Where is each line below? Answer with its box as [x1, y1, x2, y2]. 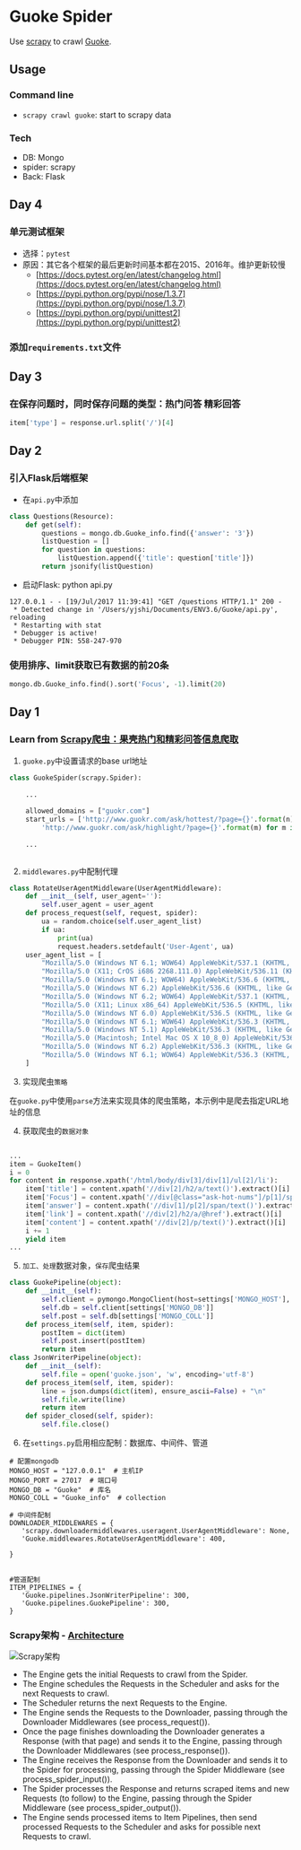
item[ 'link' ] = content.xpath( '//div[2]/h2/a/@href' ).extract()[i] [25, 1209, 282, 1218]
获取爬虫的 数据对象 [21, 1125, 90, 1136]
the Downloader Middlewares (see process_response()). [21, 1745, 231, 1756]
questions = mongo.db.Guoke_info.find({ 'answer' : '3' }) [41, 528, 254, 537]
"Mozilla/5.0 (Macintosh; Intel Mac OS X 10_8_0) [41, 1034, 230, 1043]
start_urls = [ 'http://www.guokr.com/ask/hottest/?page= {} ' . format [25, 815, 282, 825]
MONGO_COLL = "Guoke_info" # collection [9, 1494, 167, 1503]
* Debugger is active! [13, 628, 99, 638]
